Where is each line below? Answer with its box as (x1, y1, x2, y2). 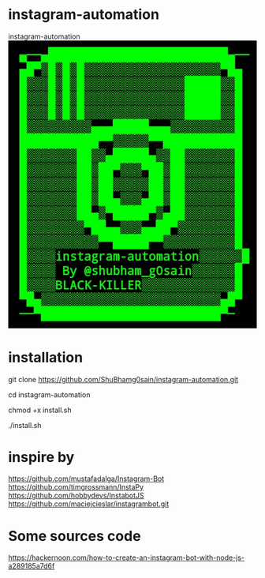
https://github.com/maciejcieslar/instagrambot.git (8, 499, 170, 509)
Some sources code (8, 527, 141, 545)
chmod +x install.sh (8, 405, 73, 415)
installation (8, 348, 84, 366)
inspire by (8, 448, 75, 466)
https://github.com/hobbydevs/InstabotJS (8, 491, 144, 501)
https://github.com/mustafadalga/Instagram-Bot (8, 474, 165, 483)
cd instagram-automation (8, 389, 91, 400)
